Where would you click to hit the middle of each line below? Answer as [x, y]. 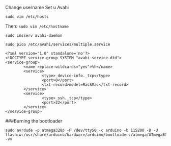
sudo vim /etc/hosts [27, 17]
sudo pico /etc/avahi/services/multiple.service [58, 44]
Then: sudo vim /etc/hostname [37, 26]
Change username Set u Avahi [37, 7]
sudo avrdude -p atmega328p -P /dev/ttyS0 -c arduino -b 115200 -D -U [82, 130]
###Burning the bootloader [34, 121]
